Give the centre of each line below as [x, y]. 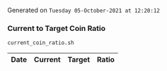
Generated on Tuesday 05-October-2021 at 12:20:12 [84, 10]
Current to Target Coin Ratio [57, 28]
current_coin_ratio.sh [41, 43]
